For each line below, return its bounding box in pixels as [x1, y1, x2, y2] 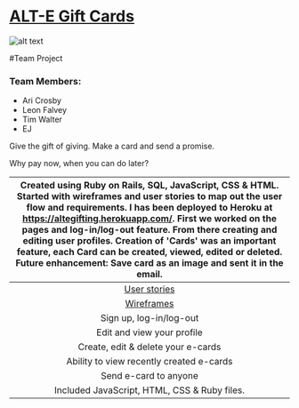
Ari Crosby [21, 95, 62, 106]
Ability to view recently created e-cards [66, 356, 233, 368]
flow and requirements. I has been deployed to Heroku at [26, 202, 273, 214]
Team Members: [9, 75, 82, 87]
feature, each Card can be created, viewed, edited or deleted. [16, 246, 283, 259]
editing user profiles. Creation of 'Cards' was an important [22, 235, 277, 247]
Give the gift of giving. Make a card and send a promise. [9, 140, 215, 152]
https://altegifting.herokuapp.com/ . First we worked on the [21, 212, 278, 225]
